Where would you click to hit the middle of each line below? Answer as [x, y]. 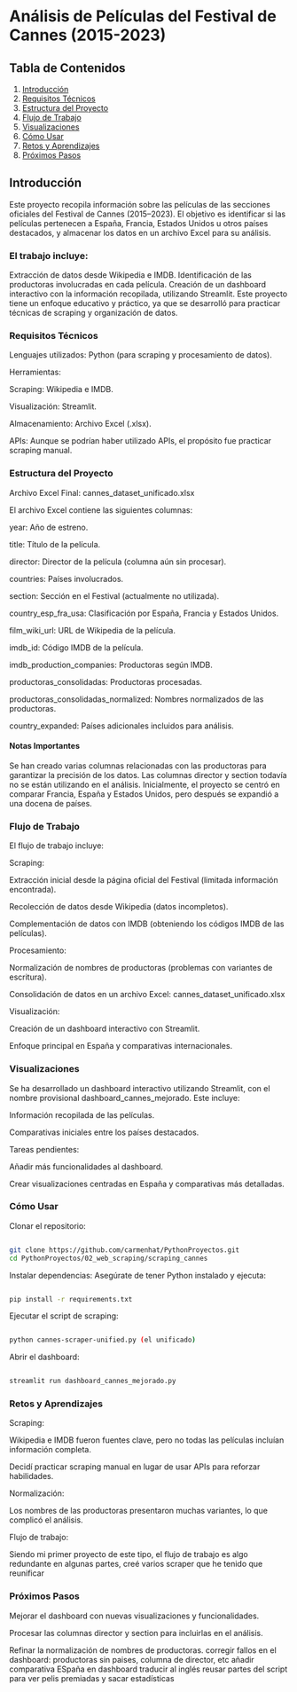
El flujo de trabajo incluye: [57, 846]
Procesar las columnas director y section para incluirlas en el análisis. [136, 1633]
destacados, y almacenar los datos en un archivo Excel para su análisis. [141, 232]
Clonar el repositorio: [47, 1225]
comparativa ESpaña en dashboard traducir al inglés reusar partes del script [148, 1669]
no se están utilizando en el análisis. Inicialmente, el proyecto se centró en [145, 784]
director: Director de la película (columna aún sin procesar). [118, 562]
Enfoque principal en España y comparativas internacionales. [121, 1046]
